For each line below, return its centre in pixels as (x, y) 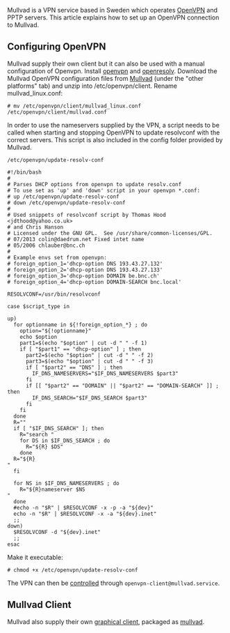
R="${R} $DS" (44, 447)
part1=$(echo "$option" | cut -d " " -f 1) (84, 343)
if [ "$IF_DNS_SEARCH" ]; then (59, 428)
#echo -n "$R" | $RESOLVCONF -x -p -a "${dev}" (84, 508)
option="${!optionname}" (56, 330)
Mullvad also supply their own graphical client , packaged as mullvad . (106, 621)
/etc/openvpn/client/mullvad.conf (57, 112)
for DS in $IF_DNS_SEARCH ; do (65, 441)
